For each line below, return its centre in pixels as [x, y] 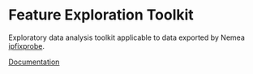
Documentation [34, 62]
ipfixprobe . [26, 46]
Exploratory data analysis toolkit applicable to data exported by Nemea [127, 37]
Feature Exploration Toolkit [101, 15]
